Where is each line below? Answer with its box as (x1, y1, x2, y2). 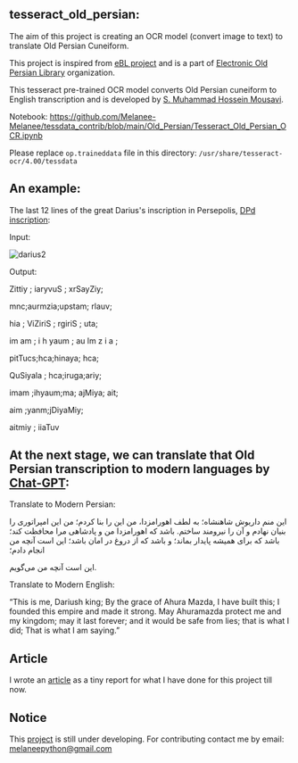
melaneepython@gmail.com (9, 743, 112, 754)
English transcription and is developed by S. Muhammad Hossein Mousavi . (9, 94, 284, 104)
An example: (9, 181, 81, 196)
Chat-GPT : (9, 476, 70, 491)
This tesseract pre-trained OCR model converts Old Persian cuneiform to (9, 84, 277, 95)
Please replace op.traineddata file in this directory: (9, 147, 197, 158)
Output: (9, 266, 37, 277)
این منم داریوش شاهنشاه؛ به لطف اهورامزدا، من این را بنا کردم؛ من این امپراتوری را (9, 517, 287, 527)
